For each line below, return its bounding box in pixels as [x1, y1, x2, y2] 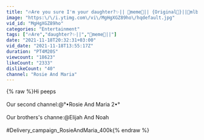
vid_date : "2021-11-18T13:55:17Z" [6, 43, 94, 49]
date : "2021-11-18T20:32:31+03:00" [6, 37, 97, 43]
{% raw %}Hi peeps [6, 88, 56, 95]
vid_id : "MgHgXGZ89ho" [6, 20, 64, 26]
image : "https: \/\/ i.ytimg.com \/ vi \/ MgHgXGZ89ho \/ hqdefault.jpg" [6, 15, 175, 21]
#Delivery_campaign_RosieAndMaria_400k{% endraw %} [6, 127, 150, 134]
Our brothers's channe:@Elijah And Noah [6, 114, 109, 121]
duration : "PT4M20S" [6, 49, 59, 55]
